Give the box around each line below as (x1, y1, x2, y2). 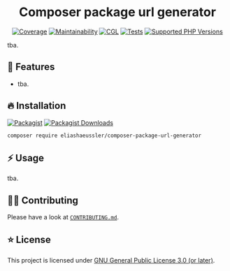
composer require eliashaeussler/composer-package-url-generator (7, 132, 201, 139)
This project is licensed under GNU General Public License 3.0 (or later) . (7, 256, 215, 264)
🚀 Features (7, 61, 55, 73)
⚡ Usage (7, 152, 44, 164)
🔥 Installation (7, 100, 66, 112)
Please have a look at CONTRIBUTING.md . (7, 213, 120, 221)
